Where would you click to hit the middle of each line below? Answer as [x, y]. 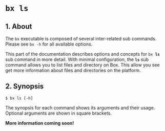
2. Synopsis [25, 86]
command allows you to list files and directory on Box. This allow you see [82, 65]
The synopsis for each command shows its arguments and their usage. [80, 107]
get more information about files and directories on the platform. [73, 70]
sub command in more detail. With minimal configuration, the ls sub [77, 59]
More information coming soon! [40, 123]
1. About [19, 26]
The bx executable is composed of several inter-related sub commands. [81, 39]
